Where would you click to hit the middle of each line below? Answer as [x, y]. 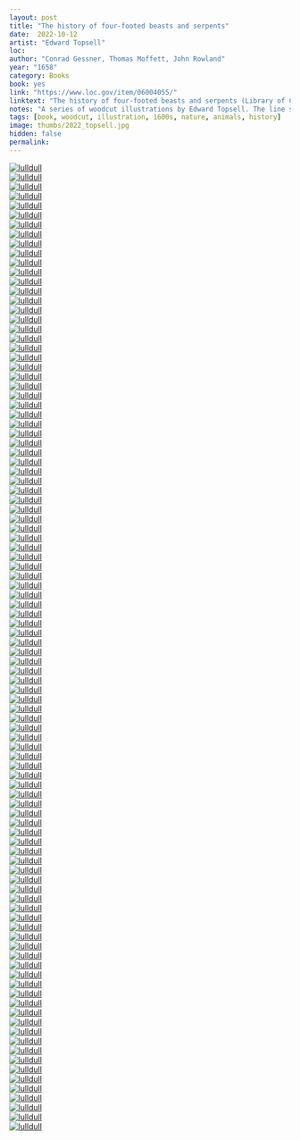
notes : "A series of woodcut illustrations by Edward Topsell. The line [147, 109]
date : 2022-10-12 [43, 34]
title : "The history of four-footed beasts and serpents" [119, 26]
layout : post [33, 17]
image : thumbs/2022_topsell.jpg [69, 126]
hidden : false [36, 134]
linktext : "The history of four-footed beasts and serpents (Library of [147, 101]
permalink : [29, 142]
